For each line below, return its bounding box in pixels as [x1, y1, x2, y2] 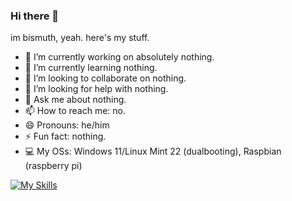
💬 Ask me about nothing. [24, 94, 127, 106]
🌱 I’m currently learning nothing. [24, 62, 158, 74]
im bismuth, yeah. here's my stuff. [10, 32, 150, 44]
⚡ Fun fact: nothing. [24, 130, 107, 143]
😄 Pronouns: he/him [24, 119, 110, 131]
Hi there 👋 [10, 9, 60, 23]
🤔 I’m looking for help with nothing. [24, 83, 169, 95]
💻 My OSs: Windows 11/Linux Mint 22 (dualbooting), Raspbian [24, 145, 282, 158]
